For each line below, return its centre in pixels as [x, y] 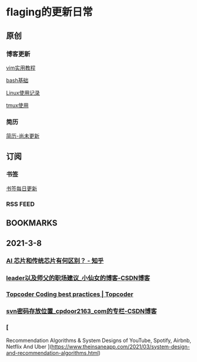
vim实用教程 [21, 68]
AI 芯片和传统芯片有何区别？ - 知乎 [55, 261]
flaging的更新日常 [49, 12]
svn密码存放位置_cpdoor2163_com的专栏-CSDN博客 [81, 311]
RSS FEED [21, 204]
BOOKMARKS [32, 223]
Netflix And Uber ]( [29, 346]
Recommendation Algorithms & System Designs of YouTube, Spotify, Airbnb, [99, 340]
